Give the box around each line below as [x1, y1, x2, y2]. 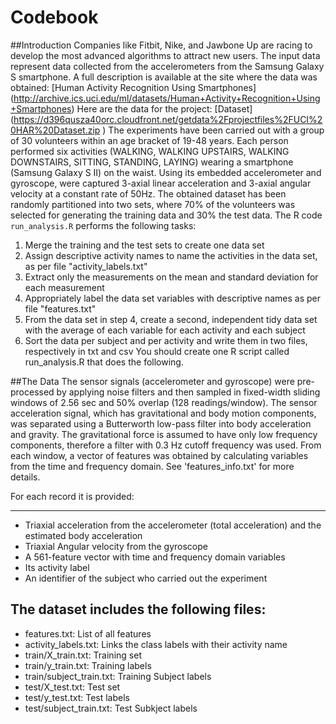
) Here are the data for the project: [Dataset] [71, 102, 253, 115]
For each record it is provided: [10, 490, 135, 502]
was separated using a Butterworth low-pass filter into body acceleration [10, 417, 312, 430]
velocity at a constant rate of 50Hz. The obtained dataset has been [10, 187, 287, 200]
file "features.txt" [24, 302, 97, 315]
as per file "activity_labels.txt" [24, 260, 148, 272]
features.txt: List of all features [24, 627, 152, 640]
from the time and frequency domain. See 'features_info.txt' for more [10, 460, 295, 472]
